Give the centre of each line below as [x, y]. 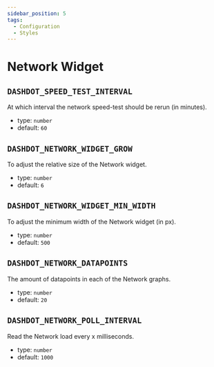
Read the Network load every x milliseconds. [71, 336]
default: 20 [32, 299]
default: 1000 [35, 357]
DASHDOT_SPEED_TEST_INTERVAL [70, 91]
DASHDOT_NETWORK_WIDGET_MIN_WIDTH [81, 206]
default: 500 [33, 242]
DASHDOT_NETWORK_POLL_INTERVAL [75, 320]
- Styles [26, 33]
